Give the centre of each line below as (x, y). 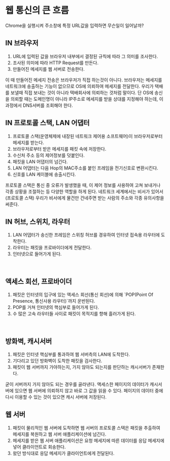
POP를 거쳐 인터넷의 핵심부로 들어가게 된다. (56, 307)
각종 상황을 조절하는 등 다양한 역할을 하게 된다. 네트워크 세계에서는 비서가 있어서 (84, 191)
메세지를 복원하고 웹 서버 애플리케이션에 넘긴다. (59, 434)
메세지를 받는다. (28, 142)
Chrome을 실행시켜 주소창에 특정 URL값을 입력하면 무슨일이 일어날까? (75, 25)
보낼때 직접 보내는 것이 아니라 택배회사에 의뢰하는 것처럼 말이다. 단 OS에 (82, 93)
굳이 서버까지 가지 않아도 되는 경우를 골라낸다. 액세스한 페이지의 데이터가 (77, 384)
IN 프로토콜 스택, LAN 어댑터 (47, 123)
